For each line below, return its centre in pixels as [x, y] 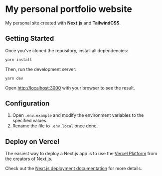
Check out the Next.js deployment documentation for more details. [74, 169]
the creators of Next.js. [29, 159]
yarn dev [14, 78]
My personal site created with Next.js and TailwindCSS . [63, 23]
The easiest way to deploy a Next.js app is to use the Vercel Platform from [81, 154]
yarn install [19, 60]
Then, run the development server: [41, 69]
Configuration [27, 103]
